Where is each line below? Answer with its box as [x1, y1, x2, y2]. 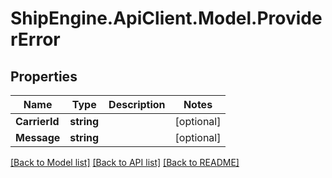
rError [10, 28, 61, 51]
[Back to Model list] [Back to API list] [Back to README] [10, 157, 240, 168]
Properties [10, 68, 78, 85]
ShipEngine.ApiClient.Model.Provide [10, 7, 323, 30]
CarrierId [15, 115, 60, 128]
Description [108, 98, 166, 111]
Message [15, 131, 61, 144]
